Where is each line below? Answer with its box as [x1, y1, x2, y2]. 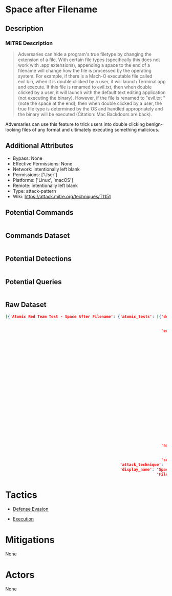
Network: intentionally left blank [12, 166, 80, 172]
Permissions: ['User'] [12, 171, 58, 178]
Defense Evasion [12, 506, 49, 512]
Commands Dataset [5, 231, 70, 240]
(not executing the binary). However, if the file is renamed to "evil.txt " [17, 95, 165, 101]
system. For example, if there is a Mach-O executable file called [17, 73, 153, 79]
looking [5, 126, 21, 133]
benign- [145, 121, 163, 127]
